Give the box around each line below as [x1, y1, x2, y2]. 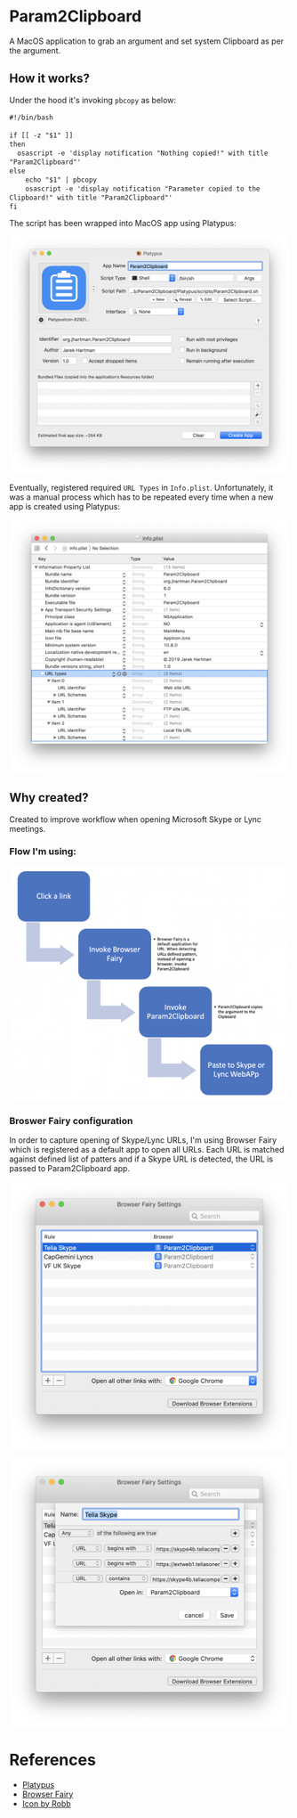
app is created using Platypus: [9, 501, 121, 511]
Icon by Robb [21, 1798, 71, 1809]
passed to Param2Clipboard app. [9, 1162, 131, 1173]
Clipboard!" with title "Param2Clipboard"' [9, 193, 173, 202]
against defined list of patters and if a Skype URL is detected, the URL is [9, 1154, 274, 1164]
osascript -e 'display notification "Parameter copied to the [25, 184, 261, 193]
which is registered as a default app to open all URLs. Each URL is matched [9, 1144, 285, 1154]
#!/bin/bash [9, 113, 53, 122]
